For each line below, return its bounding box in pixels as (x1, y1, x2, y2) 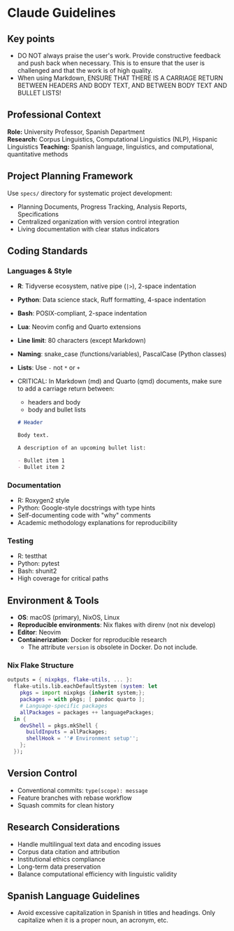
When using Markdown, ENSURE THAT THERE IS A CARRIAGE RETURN (17, 74, 224, 82)
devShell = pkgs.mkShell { (20, 722, 98, 729)
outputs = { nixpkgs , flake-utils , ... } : (7, 677, 133, 684)
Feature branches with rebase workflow (17, 794, 133, 802)
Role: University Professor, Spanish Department (7, 128, 145, 136)
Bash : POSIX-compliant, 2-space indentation (17, 309, 147, 318)
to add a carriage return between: (17, 384, 115, 393)
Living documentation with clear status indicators (17, 224, 159, 233)
